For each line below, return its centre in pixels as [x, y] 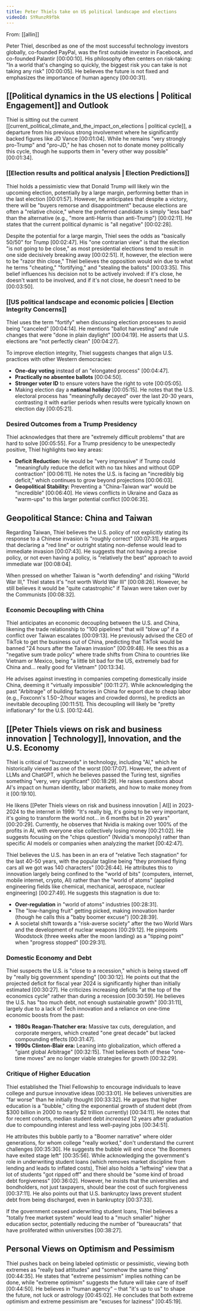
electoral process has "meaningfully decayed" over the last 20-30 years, [104, 396]
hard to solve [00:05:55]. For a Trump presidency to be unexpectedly [91, 443]
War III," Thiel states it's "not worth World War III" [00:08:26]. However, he [97, 582]
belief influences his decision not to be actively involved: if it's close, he [94, 274]
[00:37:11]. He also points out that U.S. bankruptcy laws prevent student [94, 1193]
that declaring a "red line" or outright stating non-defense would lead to [94, 545]
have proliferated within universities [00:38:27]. [64, 1230]
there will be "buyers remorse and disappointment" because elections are [97, 205]
